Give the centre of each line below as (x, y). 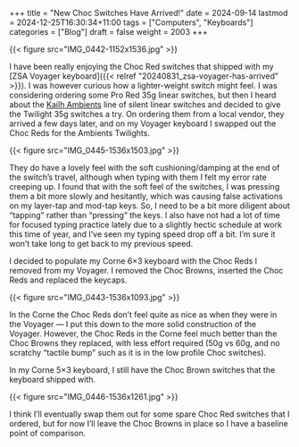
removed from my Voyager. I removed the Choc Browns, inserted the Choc (146, 270)
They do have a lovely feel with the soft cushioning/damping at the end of (145, 168)
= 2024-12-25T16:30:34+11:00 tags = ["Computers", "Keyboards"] (131, 22)
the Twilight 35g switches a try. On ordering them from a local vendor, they (147, 114)
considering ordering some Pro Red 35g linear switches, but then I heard (143, 95)
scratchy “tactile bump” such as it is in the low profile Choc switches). (138, 353)
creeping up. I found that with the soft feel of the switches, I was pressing (145, 186)
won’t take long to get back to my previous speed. (101, 244)
